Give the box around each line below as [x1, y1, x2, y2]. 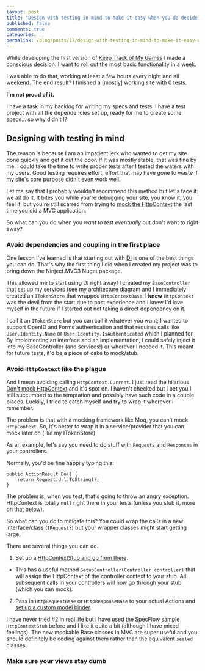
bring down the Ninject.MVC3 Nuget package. [6, 267, 123, 275]
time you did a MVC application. [6, 207, 87, 214]
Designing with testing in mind [6, 133, 125, 144]
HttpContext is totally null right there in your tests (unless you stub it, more [6, 499, 196, 507]
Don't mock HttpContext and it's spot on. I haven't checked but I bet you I [6, 385, 192, 392]
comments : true [6, 26, 45, 32]
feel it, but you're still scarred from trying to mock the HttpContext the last [6, 200, 193, 208]
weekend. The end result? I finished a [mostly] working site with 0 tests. [6, 79, 187, 86]
